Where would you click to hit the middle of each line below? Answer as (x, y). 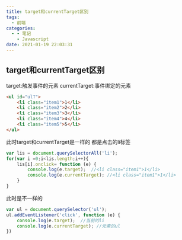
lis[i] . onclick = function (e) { (57, 164)
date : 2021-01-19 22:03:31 (39, 45)
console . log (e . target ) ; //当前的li (61, 220)
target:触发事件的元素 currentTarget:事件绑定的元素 (69, 85)
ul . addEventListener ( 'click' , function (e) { (63, 215)
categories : (21, 28)
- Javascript (33, 39)
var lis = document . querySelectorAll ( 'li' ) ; (62, 153)
